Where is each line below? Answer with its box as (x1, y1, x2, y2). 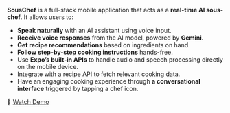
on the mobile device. (16, 63, 79, 71)
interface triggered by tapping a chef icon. (16, 85, 139, 92)
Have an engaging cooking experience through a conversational (16, 77, 200, 85)
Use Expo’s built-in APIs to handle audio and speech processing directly (16, 55, 223, 64)
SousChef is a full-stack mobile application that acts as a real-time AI (7, 6, 205, 14)
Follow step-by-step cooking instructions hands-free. (16, 48, 173, 56)
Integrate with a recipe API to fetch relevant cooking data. (16, 70, 181, 78)
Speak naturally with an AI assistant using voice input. (16, 27, 172, 34)
